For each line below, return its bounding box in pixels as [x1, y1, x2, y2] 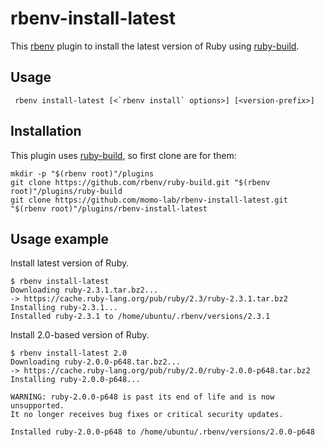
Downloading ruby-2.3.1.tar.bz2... [10, 285, 159, 296]
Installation [10, 123, 82, 140]
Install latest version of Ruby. [10, 257, 130, 269]
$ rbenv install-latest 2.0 [10, 348, 128, 359]
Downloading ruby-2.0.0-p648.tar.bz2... [10, 357, 182, 367]
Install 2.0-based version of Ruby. [10, 329, 150, 341]
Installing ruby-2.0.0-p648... [10, 375, 141, 385]
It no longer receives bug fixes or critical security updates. [10, 410, 284, 420]
